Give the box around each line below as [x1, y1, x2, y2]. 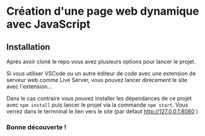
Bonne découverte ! [6, 123, 66, 131]
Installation [6, 42, 50, 52]
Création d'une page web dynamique [6, 4, 199, 18]
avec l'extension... [6, 83, 52, 90]
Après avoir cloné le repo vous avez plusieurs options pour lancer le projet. [6, 58, 196, 65]
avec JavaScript [6, 17, 91, 31]
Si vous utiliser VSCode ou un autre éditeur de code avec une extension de [6, 70, 196, 77]
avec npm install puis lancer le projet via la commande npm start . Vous [6, 101, 188, 108]
